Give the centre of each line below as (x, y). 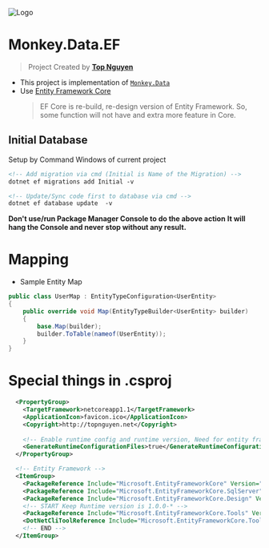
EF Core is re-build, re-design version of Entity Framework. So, (144, 106)
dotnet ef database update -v (60, 203)
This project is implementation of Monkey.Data (95, 82)
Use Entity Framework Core (65, 91)
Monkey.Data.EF (64, 45)
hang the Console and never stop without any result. (97, 228)
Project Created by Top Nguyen (80, 66)
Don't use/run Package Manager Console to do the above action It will (127, 219)
